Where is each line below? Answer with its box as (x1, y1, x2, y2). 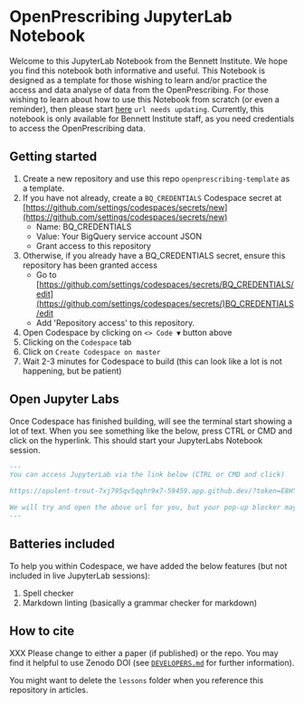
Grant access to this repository (35, 240, 152, 251)
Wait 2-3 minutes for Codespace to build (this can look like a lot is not (22, 356, 282, 366)
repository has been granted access (22, 260, 158, 271)
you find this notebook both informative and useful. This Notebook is (9, 65, 265, 76)
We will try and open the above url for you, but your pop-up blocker (9, 503, 281, 512)
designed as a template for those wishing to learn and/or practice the (9, 74, 268, 85)
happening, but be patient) (22, 365, 122, 376)
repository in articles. (9, 684, 89, 695)
